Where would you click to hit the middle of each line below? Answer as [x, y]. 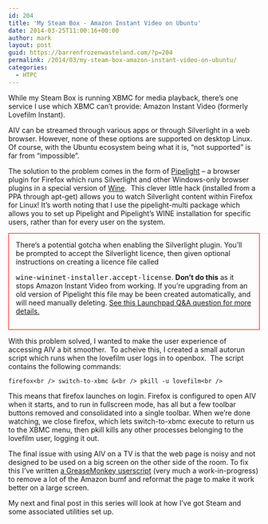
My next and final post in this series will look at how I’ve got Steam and [125, 502]
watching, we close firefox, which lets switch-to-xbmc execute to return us [131, 421]
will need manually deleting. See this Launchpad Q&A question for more [133, 302]
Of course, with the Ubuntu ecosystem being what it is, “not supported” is [130, 147]
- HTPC [26, 75]
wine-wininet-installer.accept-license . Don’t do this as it [125, 277]
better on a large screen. [49, 487]
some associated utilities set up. [61, 511]
